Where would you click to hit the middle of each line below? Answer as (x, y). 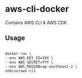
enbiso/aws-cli (20, 71)
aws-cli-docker (37, 9)
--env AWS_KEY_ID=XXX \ (29, 58)
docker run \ (18, 53)
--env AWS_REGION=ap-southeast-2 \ (41, 66)
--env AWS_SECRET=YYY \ (29, 62)
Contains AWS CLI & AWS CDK (36, 23)
